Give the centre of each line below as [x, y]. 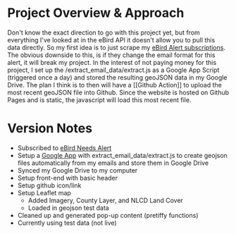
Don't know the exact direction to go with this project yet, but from [104, 32]
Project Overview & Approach [96, 13]
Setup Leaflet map [44, 192]
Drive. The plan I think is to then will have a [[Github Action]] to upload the [114, 85]
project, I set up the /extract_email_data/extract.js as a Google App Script [113, 70]
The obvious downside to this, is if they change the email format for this [111, 55]
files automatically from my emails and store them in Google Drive [113, 163]
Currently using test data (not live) [67, 223]
